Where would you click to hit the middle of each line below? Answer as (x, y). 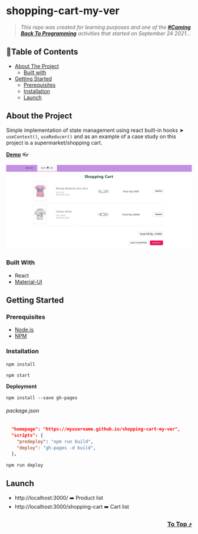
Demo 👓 (17, 154)
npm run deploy (25, 465)
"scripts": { (27, 435)
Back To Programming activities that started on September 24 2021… (105, 33)
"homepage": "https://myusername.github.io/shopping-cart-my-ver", (96, 429)
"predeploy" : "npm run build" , (55, 442)
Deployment (22, 386)
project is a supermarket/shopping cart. (54, 142)
